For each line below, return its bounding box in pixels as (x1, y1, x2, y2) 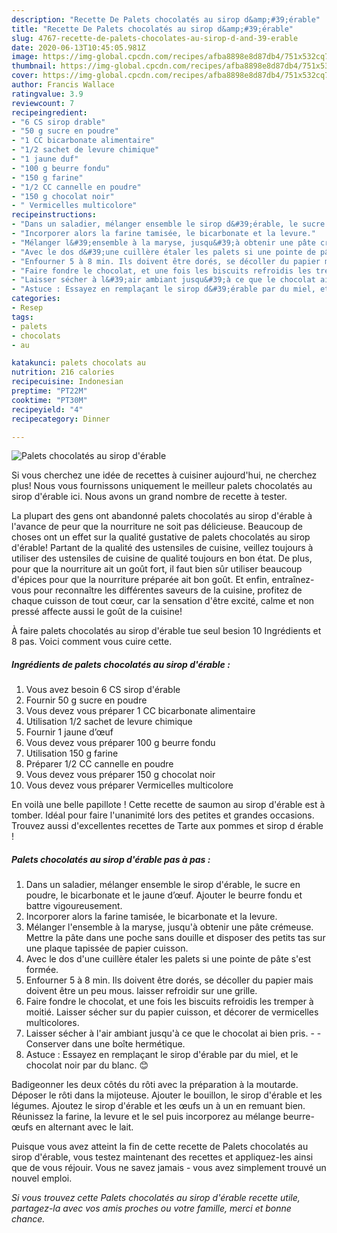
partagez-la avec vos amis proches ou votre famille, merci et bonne (11, 1202, 292, 1215)
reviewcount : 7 (11, 98, 75, 108)
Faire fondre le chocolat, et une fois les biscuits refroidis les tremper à (25, 996, 314, 1008)
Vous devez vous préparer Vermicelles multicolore (25, 779, 234, 791)
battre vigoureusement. (25, 900, 123, 912)
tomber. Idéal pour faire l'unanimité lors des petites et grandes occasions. (11, 809, 315, 821)
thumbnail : (11, 61, 57, 71)
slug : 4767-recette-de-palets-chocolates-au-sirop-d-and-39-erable (11, 33, 299, 43)
